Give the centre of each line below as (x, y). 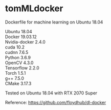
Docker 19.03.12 (21, 37)
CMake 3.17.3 (18, 83)
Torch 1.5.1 (15, 73)
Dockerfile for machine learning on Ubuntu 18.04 (54, 22)
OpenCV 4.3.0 (19, 63)
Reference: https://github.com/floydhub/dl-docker (55, 102)
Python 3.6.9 (18, 57)
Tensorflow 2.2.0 (22, 68)
